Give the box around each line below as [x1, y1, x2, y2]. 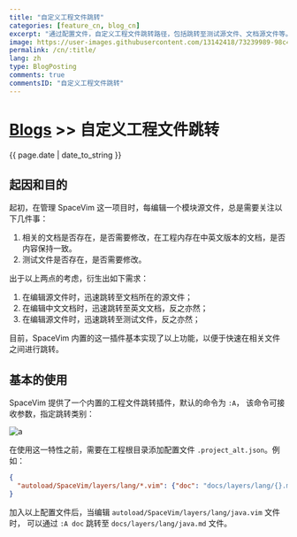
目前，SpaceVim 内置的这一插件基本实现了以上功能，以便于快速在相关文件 [9, 333, 281, 343]
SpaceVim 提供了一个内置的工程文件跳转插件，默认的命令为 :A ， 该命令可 [9, 397, 278, 408]
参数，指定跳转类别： [16, 409, 95, 419]
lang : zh [9, 54, 42, 63]
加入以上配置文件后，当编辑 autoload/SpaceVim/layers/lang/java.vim [9, 506, 263, 518]
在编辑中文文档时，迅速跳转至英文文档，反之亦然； [21, 303, 209, 314]
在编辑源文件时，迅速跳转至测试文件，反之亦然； [21, 314, 201, 325]
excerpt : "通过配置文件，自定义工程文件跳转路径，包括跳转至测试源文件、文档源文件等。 [9, 29, 293, 38]
